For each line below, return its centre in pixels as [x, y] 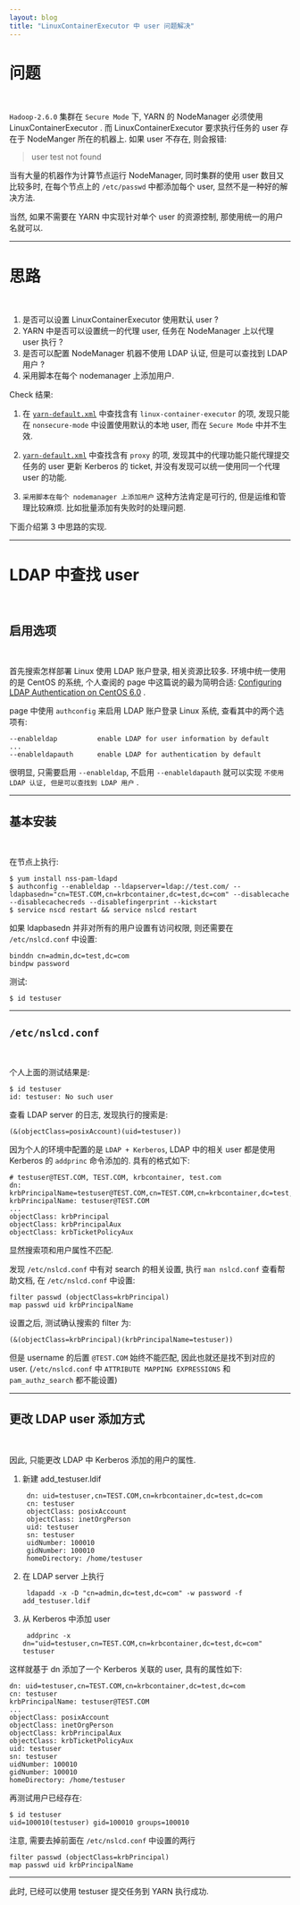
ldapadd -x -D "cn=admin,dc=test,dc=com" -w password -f [134, 1593]
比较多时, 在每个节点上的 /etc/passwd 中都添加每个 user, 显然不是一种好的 [145, 187]
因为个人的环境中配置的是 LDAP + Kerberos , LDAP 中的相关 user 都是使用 [142, 1149]
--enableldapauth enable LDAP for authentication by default [135, 755]
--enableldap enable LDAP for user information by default [139, 739]
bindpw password [39, 963]
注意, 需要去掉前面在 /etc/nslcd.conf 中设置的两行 [103, 1840]
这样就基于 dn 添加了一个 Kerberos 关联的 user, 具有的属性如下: [126, 1669]
